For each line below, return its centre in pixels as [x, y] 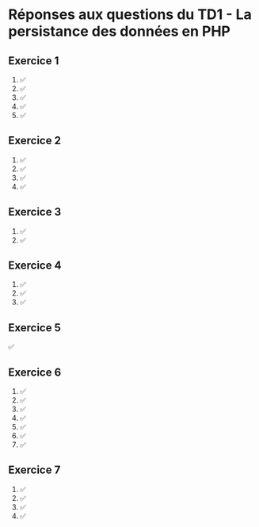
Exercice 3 [35, 212]
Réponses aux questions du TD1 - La [130, 15]
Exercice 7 [34, 470]
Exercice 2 [35, 141]
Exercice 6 [35, 372]
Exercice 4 [35, 266]
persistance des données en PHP [120, 31]
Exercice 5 [35, 328]
